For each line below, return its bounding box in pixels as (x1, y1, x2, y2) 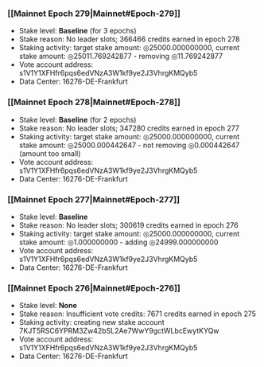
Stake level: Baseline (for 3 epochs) (18, 26, 137, 36)
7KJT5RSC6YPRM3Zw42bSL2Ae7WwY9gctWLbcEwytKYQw (18, 326, 219, 336)
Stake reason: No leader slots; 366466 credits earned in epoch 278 (18, 34, 240, 44)
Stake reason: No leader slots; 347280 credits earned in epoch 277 (18, 123, 240, 133)
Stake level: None (18, 301, 77, 310)
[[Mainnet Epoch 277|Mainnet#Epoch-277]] (7, 193, 181, 205)
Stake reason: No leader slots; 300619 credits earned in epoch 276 (18, 220, 239, 230)
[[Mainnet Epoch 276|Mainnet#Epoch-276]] (7, 283, 181, 294)
